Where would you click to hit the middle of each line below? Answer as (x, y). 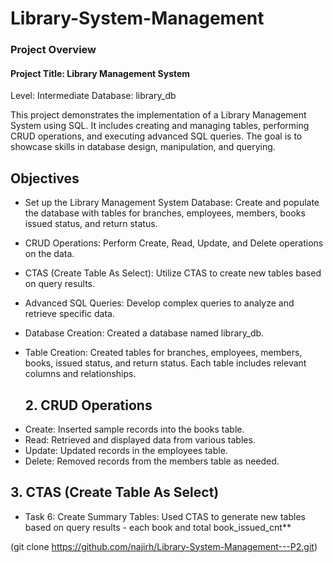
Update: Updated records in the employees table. (126, 450)
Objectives (45, 178)
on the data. (49, 254)
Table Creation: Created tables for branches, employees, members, (163, 353)
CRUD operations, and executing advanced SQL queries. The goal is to (156, 136)
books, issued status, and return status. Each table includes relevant (165, 363)
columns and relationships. (80, 374)
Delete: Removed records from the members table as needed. (152, 461)
